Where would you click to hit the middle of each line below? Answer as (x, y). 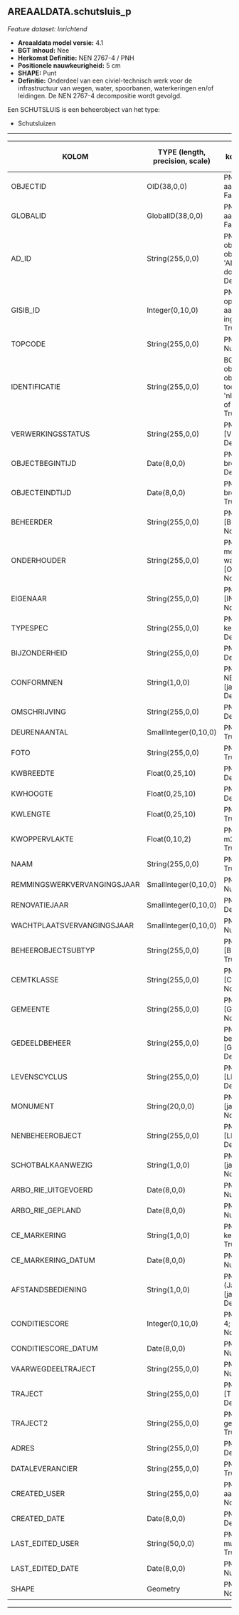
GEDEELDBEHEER (41, 1043)
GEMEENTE (31, 1009)
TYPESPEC (30, 628)
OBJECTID (29, 186)
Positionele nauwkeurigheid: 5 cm (69, 65)
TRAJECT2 (30, 1423)
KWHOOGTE (32, 794)
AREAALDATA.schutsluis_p (69, 12)
